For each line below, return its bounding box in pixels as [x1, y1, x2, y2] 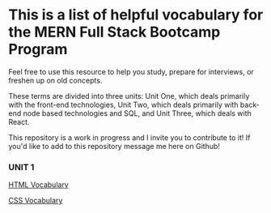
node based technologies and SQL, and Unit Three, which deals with [23, 108, 252, 118]
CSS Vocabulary [8, 196, 63, 206]
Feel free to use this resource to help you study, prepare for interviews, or [8, 66, 255, 76]
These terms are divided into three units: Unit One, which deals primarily [8, 91, 250, 100]
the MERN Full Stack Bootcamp [8, 23, 221, 41]
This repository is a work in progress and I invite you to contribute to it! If [8, 132, 251, 143]
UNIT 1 [8, 161, 35, 173]
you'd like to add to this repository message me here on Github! [8, 141, 221, 151]
